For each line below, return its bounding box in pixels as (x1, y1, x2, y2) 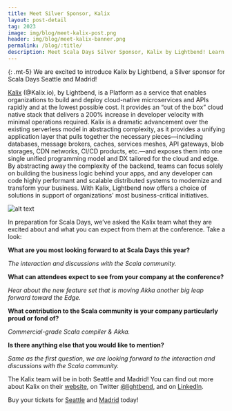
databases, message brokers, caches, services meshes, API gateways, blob (8, 140, 224, 148)
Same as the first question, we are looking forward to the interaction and (8, 354, 215, 363)
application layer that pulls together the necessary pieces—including (8, 132, 203, 140)
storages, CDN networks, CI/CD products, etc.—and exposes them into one (8, 146, 223, 155)
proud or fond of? (8, 314, 59, 322)
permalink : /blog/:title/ (8, 42, 82, 49)
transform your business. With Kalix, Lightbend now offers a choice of (8, 184, 207, 192)
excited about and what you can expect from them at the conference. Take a (8, 225, 225, 233)
